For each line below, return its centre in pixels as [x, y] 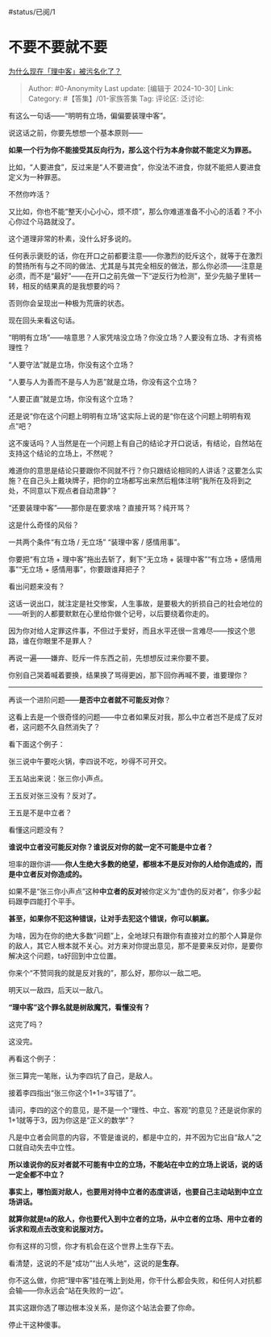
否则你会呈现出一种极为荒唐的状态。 [69, 303]
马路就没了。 [57, 221]
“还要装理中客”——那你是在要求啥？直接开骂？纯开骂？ [100, 507]
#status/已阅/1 [32, 12]
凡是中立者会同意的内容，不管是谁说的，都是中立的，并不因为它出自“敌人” [132, 1137]
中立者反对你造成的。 [50, 874]
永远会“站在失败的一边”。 [85, 1290]
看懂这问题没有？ [37, 830]
